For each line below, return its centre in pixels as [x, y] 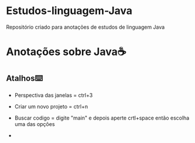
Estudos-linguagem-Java [69, 11]
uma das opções [35, 124]
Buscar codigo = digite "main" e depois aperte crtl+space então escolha [102, 118]
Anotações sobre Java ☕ [66, 52]
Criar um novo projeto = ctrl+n [51, 106]
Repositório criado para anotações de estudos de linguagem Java [85, 27]
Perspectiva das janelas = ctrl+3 [54, 95]
